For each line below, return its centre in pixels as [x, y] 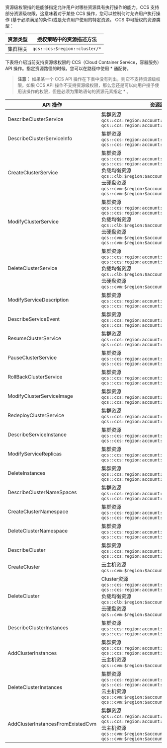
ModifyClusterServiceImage [41, 396]
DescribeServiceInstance [37, 435]
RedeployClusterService [36, 415]
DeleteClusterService [33, 268]
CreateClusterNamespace [38, 512]
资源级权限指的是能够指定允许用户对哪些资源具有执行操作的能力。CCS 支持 [82, 7]
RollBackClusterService [35, 377]
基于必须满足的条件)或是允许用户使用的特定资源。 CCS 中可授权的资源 [84, 20]
